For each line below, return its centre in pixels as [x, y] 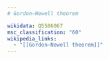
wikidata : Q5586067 [35, 26]
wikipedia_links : [32, 38]
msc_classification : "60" [44, 32]
